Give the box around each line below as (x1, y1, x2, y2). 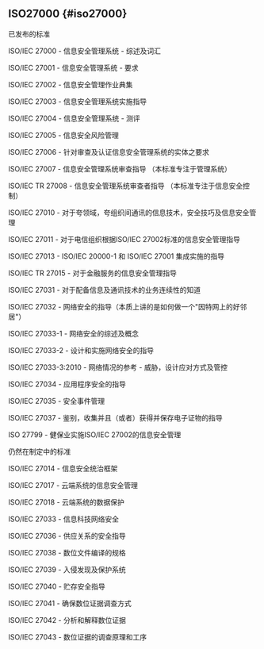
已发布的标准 (8, 29, 50, 39)
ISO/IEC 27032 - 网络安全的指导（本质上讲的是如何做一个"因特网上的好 (8, 301, 240, 311)
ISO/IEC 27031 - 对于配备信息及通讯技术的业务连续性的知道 (8, 285, 201, 294)
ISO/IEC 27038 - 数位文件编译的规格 (8, 547, 126, 557)
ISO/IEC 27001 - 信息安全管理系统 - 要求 (8, 63, 139, 72)
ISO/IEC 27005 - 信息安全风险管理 (8, 130, 119, 140)
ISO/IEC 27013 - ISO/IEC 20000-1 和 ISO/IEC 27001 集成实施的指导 (8, 251, 224, 261)
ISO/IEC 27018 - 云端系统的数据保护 (8, 497, 125, 507)
